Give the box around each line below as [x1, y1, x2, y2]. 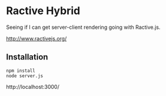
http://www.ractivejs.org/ [6, 35, 67, 42]
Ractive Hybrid [6, 4, 81, 18]
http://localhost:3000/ [6, 83, 60, 90]
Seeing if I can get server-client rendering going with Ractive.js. [6, 24, 161, 31]
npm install [6, 68, 35, 74]
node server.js [6, 72, 44, 79]
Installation [6, 52, 48, 62]
